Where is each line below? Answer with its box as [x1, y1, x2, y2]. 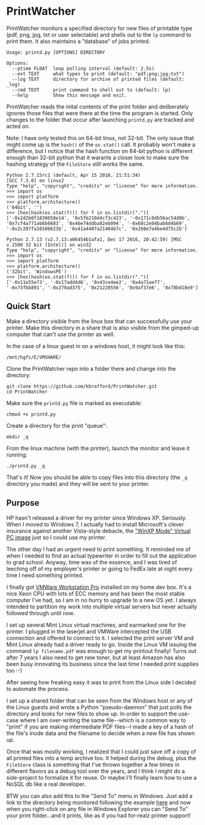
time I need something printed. [6, 571, 84, 579]
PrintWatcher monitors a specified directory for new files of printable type [6, 24, 193, 32]
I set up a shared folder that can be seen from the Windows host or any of [6, 696, 193, 704]
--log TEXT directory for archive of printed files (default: [12, 76, 185, 82]
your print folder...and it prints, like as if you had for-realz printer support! [6, 812, 191, 819]
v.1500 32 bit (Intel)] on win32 [6, 242, 92, 248]
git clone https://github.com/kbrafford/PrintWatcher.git [6, 383, 157, 389]
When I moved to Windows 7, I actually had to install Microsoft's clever [6, 520, 184, 528]
